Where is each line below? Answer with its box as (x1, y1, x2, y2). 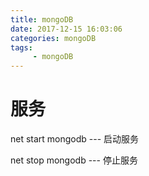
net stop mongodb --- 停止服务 (10, 154, 138, 166)
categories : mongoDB (10, 33, 97, 43)
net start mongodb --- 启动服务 (10, 133, 140, 145)
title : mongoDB (10, 14, 74, 25)
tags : (10, 42, 33, 53)
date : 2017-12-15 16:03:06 (10, 24, 123, 34)
